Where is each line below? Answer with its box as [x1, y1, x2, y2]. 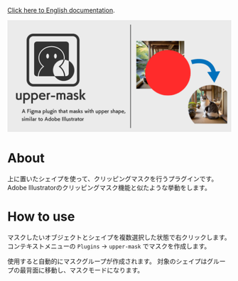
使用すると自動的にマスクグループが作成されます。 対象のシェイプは [7, 257, 207, 265]
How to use [7, 209, 75, 225]
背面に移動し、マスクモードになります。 [26, 265, 144, 274]
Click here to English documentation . [7, 6, 115, 14]
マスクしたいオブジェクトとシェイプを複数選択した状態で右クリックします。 [7, 233, 231, 241]
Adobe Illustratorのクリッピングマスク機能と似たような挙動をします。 [7, 183, 211, 192]
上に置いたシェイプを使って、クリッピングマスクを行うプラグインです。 [7, 174, 218, 183]
